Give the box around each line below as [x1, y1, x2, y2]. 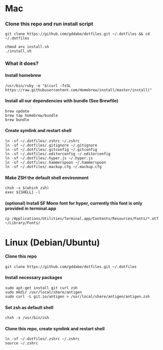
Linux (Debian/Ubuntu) [5, 237, 100, 248]
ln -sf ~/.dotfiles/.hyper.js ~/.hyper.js [5, 156, 93, 161]
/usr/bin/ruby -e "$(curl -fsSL [5, 83, 71, 88]
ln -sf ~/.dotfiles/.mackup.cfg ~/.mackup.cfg [5, 164, 102, 169]
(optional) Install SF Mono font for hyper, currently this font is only [5, 200, 143, 206]
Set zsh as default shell [5, 304, 54, 310]
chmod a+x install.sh [5, 45, 49, 50]
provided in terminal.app [5, 205, 56, 211]
